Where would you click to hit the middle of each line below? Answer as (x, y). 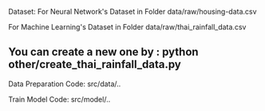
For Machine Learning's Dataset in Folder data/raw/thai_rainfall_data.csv (127, 27)
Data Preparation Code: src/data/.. (65, 84)
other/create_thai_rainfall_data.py (95, 64)
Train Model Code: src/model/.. (59, 99)
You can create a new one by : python (103, 52)
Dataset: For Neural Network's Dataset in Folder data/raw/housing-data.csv (132, 12)
